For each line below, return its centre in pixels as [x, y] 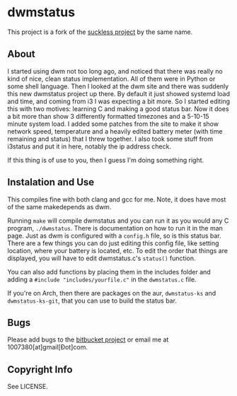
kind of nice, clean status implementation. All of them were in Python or [111, 78]
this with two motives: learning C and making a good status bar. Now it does [118, 109]
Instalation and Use [51, 182]
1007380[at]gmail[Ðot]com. [48, 347]
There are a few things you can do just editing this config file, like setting [113, 243]
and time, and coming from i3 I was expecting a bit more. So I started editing [119, 101]
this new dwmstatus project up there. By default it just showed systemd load [119, 93]
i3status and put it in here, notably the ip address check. [89, 146]
